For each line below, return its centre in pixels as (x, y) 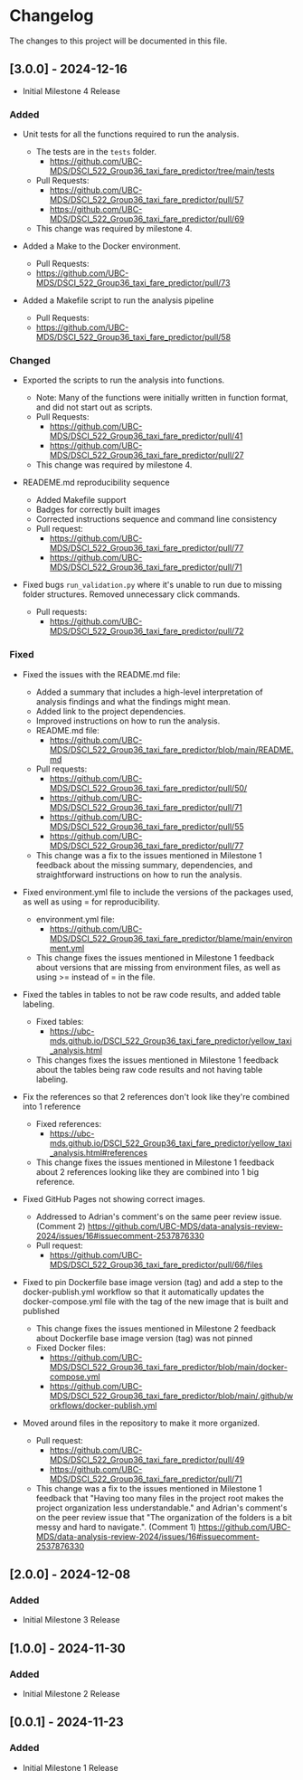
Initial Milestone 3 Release (71, 1620)
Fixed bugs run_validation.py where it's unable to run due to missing (152, 585)
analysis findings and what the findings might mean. (133, 701)
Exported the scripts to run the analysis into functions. (123, 380)
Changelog (52, 16)
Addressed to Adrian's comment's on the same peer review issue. (159, 1217)
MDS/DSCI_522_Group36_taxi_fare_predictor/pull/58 (133, 337)
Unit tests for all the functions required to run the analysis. (131, 134)
